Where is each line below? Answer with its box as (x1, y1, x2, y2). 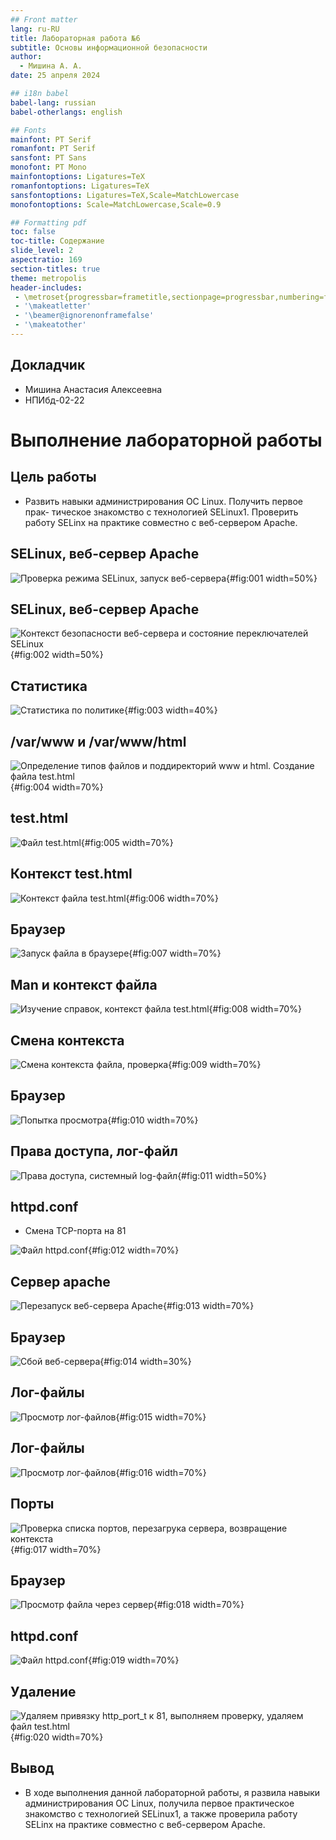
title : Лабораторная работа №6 (10, 33, 141, 43)
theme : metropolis (10, 273, 87, 283)
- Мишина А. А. (19, 61, 83, 71)
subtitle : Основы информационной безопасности (10, 42, 208, 53)
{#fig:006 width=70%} (125, 892, 219, 904)
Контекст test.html (10, 866, 133, 883)
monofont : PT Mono (10, 162, 87, 173)
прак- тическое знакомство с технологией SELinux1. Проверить (24, 506, 299, 518)
